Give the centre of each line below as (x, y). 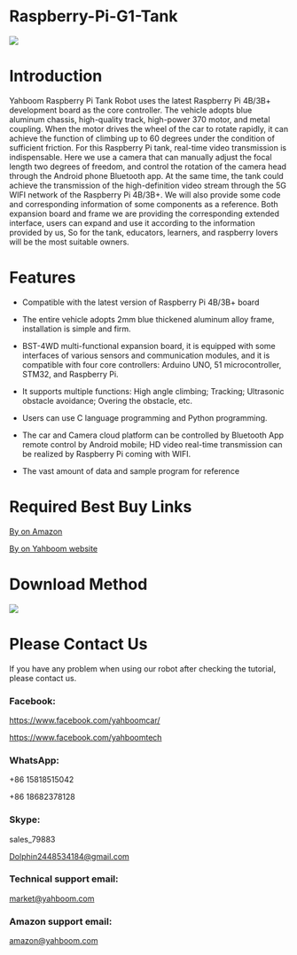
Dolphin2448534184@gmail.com (70, 856)
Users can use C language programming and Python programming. (145, 417)
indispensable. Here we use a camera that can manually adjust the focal (141, 157)
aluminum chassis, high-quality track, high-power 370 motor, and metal (140, 119)
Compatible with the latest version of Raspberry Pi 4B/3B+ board (141, 302)
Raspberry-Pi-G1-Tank (94, 16)
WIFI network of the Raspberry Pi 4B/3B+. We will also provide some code (145, 194)
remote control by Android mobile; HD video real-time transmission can (152, 444)
